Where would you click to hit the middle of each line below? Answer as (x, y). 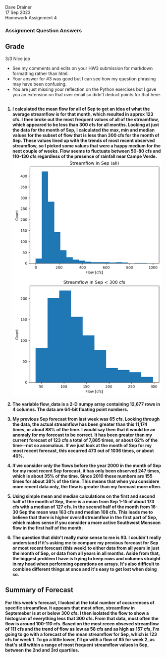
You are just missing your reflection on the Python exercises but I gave (84, 89)
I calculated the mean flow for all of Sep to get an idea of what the (81, 109)
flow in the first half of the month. (48, 528)
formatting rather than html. (40, 73)
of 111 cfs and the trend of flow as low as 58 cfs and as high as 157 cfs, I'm (82, 629)
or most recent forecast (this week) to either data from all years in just (86, 548)
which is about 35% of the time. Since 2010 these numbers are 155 (82, 476)
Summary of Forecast (39, 590)
